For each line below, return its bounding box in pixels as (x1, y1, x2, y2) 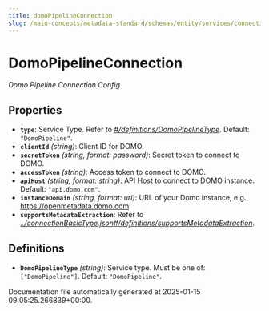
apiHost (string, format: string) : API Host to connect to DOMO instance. (19, 176, 255, 185)
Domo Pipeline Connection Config (8, 80, 121, 90)
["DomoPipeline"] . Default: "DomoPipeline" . (19, 272, 163, 281)
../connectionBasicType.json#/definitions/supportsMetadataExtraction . (19, 218, 255, 228)
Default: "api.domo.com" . (19, 184, 101, 194)
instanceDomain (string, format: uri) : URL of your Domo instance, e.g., (19, 193, 249, 203)
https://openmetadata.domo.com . (19, 201, 131, 211)
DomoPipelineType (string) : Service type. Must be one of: (19, 263, 206, 273)
